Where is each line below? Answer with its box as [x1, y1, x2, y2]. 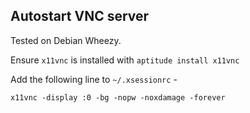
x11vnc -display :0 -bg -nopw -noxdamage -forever [10, 92, 226, 103]
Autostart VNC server [10, 8, 150, 25]
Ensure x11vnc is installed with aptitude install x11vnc [10, 54, 240, 66]
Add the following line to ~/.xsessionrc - [10, 73, 178, 85]
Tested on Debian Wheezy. [10, 34, 122, 46]
